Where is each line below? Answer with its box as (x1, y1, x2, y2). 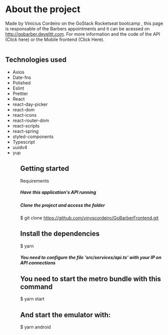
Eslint (12, 85, 24, 91)
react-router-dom (12, 117, 49, 123)
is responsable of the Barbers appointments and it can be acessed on (5, 25, 150, 31)
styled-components (12, 133, 54, 140)
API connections (20, 260, 56, 266)
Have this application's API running (20, 189, 97, 195)
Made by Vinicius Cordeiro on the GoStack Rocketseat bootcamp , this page (5, 20, 163, 26)
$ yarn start (20, 296, 44, 302)
